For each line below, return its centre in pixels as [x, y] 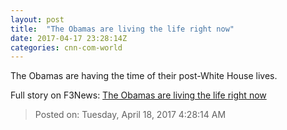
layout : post [37, 19]
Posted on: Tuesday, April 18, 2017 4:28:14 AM [130, 115]
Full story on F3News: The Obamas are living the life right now [138, 95]
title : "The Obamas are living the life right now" [122, 29]
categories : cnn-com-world [66, 47]
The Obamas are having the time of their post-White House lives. [144, 76]
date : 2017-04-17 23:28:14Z [69, 38]
